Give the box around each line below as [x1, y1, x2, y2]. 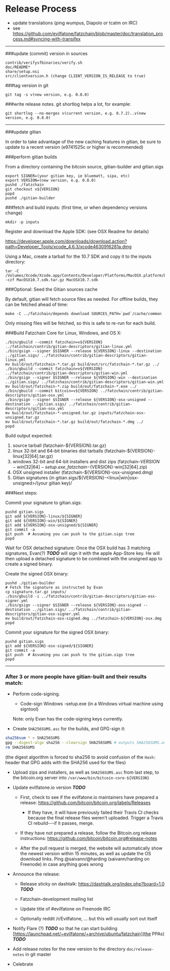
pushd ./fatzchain [5, 182, 44, 187]
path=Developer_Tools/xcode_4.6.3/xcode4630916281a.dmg [5, 243, 132, 249]
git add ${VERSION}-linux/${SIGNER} [5, 514, 82, 519]
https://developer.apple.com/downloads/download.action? [5, 238, 127, 244]
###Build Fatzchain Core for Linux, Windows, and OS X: [5, 330, 122, 336]
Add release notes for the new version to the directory [12, 946, 125, 952]
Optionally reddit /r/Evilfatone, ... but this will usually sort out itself [20, 915, 158, 921]
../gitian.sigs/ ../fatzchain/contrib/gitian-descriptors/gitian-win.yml [5, 379, 164, 384]
